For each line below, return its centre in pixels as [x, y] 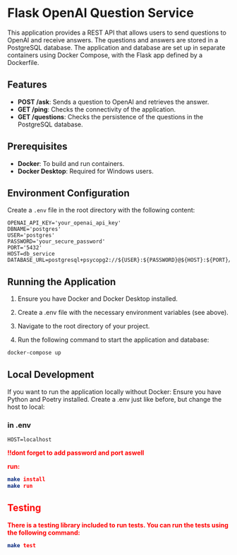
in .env [19, 425]
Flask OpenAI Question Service [101, 13]
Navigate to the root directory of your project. [84, 326]
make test [22, 545]
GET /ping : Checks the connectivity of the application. [97, 109]
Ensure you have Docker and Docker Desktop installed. [98, 299]
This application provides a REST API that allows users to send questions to [117, 32]
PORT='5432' [25, 248]
